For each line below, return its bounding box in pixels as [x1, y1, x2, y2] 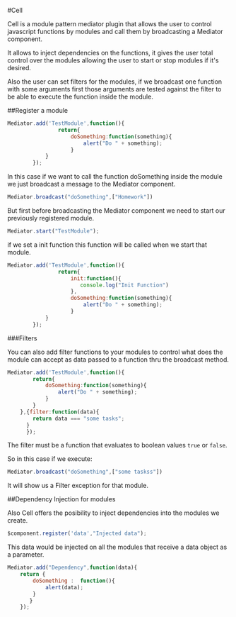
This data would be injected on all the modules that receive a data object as [7, 543, 228, 552]
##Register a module [7, 106, 69, 114]
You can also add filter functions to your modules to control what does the [7, 348, 223, 356]
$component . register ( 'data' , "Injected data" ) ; [7, 530, 147, 538]
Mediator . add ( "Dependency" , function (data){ [7, 564, 138, 572]
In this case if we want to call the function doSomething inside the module [7, 172, 223, 181]
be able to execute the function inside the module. [7, 92, 153, 101]
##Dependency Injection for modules [7, 495, 116, 504]
